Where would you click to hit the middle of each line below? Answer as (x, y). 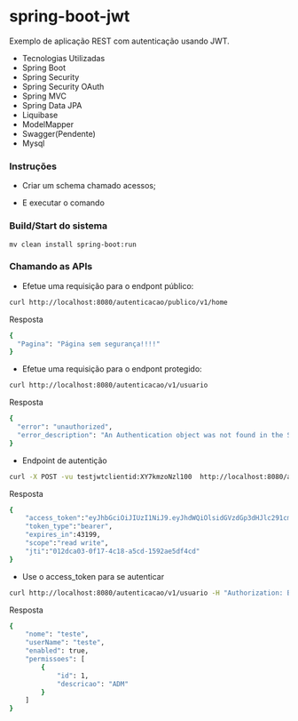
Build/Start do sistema (59, 226)
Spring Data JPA (52, 105)
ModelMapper (48, 124)
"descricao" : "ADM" (92, 684)
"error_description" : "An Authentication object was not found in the (150, 435)
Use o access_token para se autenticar (93, 576)
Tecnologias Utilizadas (63, 58)
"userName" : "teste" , (65, 643)
